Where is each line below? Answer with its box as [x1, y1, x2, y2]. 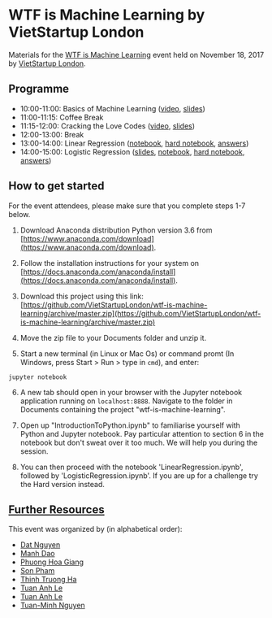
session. [19, 446, 49, 456]
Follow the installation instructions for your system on [19, 258, 200, 268]
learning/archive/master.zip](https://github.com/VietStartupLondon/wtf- [19, 308, 261, 318]
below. [8, 209, 31, 219]
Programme [8, 82, 70, 96]
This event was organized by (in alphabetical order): [8, 524, 183, 534]
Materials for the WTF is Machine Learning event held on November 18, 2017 [8, 50, 265, 59]
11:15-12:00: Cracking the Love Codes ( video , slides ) [19, 120, 196, 131]
